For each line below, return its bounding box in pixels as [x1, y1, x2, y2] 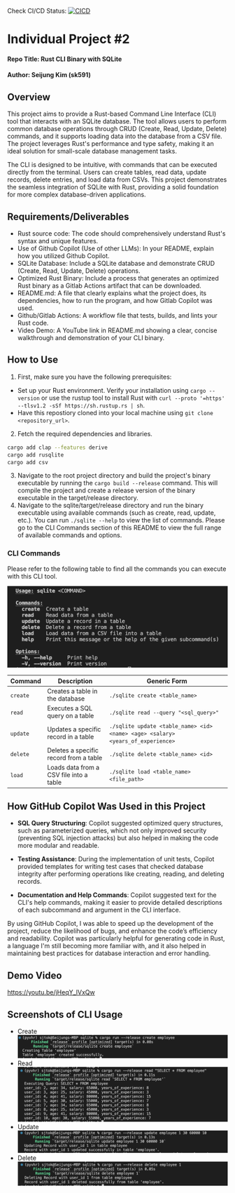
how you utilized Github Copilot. [17, 252, 110, 260]
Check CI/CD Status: [7, 7, 67, 15]
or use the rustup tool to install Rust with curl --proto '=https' [41, 393, 225, 402]
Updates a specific [47, 725, 101, 733]
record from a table [47, 753, 103, 762]
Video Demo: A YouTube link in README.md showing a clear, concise [17, 326, 218, 335]
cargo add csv [7, 459, 49, 466]
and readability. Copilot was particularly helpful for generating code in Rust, [7, 934, 225, 943]
